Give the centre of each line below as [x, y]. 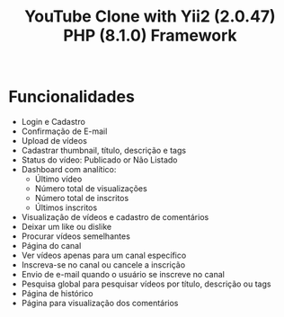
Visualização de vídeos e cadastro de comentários [115, 216]
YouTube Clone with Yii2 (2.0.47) [150, 17]
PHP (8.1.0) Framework [150, 35]
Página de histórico [57, 293]
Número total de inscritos [82, 198]
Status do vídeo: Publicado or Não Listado [99, 160]
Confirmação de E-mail [64, 131]
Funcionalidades [72, 97]
